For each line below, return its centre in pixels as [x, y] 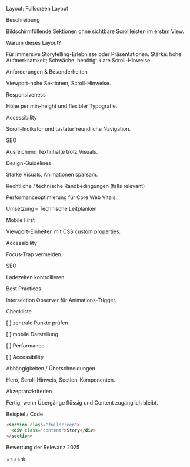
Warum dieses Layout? [34, 43]
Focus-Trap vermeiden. [34, 254]
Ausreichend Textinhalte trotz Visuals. [52, 152]
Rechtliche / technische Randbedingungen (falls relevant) [76, 186]
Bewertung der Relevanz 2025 [43, 447]
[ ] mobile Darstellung [32, 334]
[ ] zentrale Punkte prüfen [37, 323]
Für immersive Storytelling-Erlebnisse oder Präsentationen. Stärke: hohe [94, 54]
